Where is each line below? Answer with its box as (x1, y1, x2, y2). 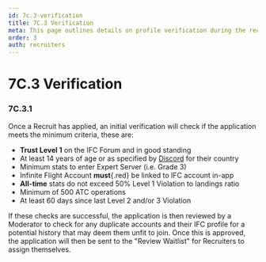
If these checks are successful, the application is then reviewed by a (8, 211, 232, 220)
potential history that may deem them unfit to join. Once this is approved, (8, 227, 246, 237)
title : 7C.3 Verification (8, 19, 93, 27)
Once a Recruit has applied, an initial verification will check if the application (8, 121, 256, 131)
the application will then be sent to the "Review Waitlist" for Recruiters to (8, 236, 245, 245)
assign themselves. (8, 245, 71, 254)
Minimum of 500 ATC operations (19, 187, 127, 196)
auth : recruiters (8, 41, 66, 49)
